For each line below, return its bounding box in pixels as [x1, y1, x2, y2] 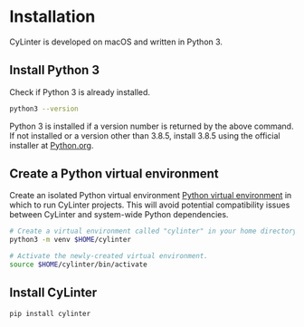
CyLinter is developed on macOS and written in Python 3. [9, 36, 223, 47]
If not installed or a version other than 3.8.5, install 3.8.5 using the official [9, 130, 280, 141]
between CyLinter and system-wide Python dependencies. [9, 209, 229, 220]
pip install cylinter [9, 309, 91, 318]
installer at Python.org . [9, 139, 94, 150]
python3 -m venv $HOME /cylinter [9, 236, 131, 245]
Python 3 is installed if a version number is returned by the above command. [9, 120, 294, 131]
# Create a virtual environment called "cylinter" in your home [9, 226, 257, 236]
